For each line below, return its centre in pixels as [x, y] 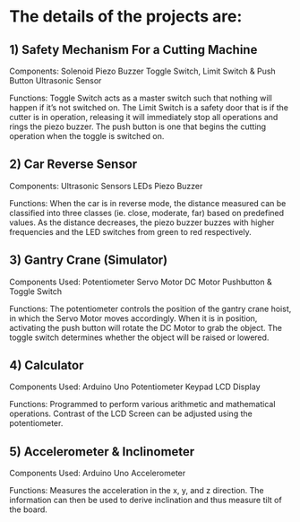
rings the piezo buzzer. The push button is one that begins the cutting [138, 126]
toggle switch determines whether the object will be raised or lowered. [139, 337]
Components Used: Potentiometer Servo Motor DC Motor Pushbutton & [141, 282]
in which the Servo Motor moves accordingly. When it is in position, [133, 318]
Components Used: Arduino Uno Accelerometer [98, 474]
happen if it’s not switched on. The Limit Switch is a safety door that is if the [149, 108]
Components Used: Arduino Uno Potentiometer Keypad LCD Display [135, 387]
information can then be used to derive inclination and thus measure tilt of [146, 500]
